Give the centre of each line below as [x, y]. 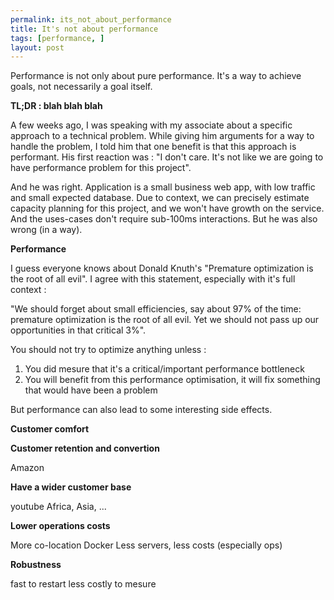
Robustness [36, 565]
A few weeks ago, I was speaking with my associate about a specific [151, 125]
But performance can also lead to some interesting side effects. [141, 410]
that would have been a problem [91, 390]
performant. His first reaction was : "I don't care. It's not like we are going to [167, 157]
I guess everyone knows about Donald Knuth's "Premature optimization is [162, 268]
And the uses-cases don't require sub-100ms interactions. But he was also [164, 219]
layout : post [37, 47]
